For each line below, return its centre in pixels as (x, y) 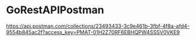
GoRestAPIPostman (55, 10)
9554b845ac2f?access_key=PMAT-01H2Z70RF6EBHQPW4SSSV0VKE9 (93, 32)
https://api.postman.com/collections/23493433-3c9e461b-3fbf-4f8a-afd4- (98, 26)
